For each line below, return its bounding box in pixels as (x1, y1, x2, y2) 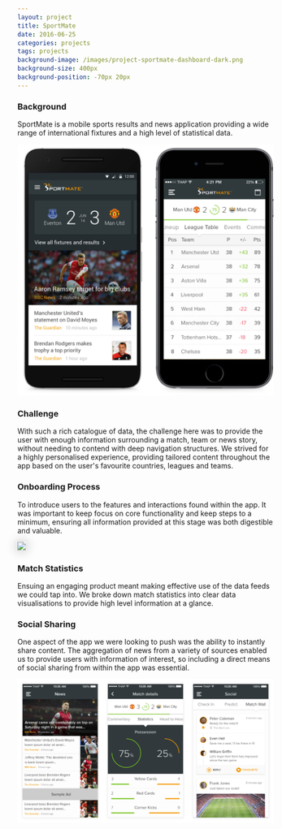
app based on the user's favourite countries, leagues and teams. (17, 461, 234, 471)
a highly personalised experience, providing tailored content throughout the (17, 452, 271, 462)
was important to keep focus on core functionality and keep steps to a (17, 508, 252, 518)
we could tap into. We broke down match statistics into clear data (17, 589, 236, 600)
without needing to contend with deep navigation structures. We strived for (17, 443, 269, 454)
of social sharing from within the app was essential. (17, 663, 190, 673)
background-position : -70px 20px (17, 73, 131, 81)
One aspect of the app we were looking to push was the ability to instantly (17, 637, 266, 647)
